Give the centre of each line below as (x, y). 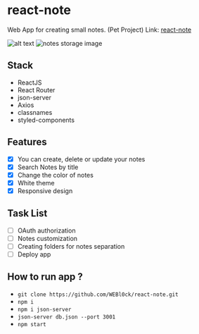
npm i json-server (44, 309)
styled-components (46, 120)
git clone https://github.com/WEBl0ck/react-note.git (98, 295)
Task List (27, 214)
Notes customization (47, 238)
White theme (36, 183)
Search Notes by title (48, 167)
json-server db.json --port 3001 (66, 317)
